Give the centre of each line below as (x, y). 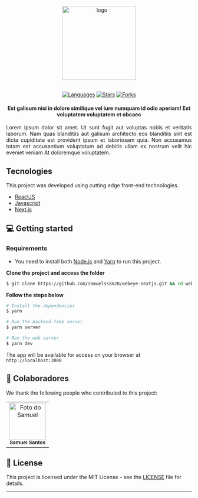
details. (15, 483)
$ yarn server (24, 327)
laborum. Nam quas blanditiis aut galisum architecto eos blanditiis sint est (99, 134)
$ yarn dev (19, 343)
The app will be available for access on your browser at (73, 354)
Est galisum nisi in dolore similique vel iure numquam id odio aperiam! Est (99, 108)
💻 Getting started (39, 229)
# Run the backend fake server (44, 322)
